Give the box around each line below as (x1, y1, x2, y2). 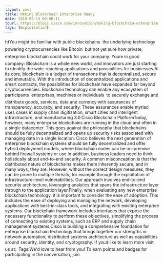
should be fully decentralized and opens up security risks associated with (5, 130, 153, 136)
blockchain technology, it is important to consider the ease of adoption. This (5, 192, 159, 198)
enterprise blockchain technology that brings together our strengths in (5, 229, 146, 235)
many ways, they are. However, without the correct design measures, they (5, 166, 155, 172)
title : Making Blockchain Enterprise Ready (5, 12, 95, 17)
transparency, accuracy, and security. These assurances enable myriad (5, 104, 149, 110)
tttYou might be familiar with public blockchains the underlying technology (5, 39, 156, 45)
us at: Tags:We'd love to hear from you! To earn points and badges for (5, 246, 147, 252)
